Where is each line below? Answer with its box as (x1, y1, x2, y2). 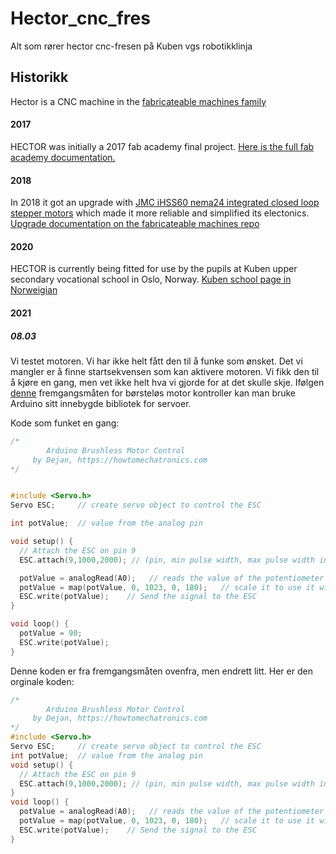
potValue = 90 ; (19, 628, 83, 639)
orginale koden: (10, 675, 75, 687)
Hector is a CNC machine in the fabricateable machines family (10, 95, 267, 107)
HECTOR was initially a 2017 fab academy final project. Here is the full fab (10, 140, 315, 152)
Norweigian (10, 284, 58, 296)
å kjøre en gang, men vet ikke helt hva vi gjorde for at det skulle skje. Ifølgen (10, 376, 325, 388)
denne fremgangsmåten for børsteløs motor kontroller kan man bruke (10, 387, 297, 399)
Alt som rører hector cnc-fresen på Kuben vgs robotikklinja (10, 40, 253, 52)
